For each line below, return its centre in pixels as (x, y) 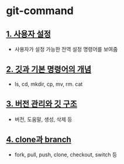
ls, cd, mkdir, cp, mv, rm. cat (49, 84)
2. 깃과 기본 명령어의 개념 (49, 70)
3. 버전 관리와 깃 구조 (42, 104)
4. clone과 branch (39, 140)
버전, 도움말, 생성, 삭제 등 (43, 119)
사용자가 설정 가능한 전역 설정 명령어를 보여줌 (66, 49)
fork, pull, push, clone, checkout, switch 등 (66, 155)
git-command (40, 11)
